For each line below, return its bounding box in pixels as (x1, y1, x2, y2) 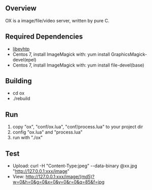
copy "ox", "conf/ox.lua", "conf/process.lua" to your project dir (12, 124, 143, 130)
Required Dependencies (5, 33, 83, 41)
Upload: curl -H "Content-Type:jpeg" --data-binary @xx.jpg (12, 163, 138, 169)
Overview (5, 4, 37, 13)
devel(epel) (12, 56, 36, 62)
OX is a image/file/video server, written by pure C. (5, 17, 110, 23)
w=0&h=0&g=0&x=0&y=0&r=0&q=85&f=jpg (12, 179, 105, 185)
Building (5, 77, 32, 85)
